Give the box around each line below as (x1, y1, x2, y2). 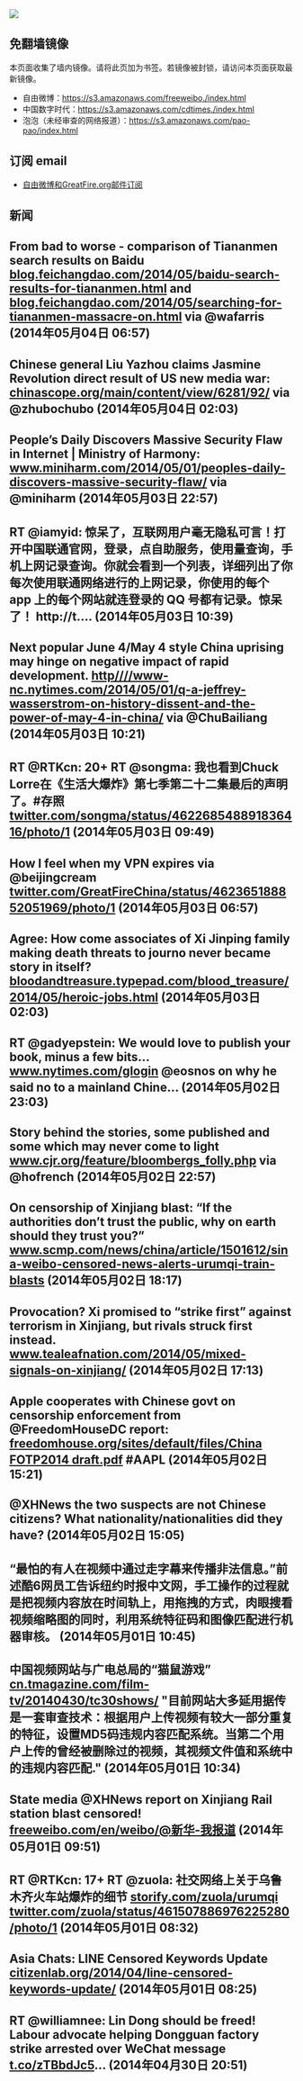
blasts (9, 1273, 45, 1288)
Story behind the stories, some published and (9, 1124, 271, 1140)
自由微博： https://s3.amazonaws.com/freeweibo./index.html (22, 92, 247, 103)
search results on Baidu (9, 253, 145, 268)
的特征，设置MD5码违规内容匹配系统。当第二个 (9, 1727, 272, 1743)
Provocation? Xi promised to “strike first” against (9, 1304, 292, 1320)
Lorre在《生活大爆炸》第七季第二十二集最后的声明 (9, 777, 289, 792)
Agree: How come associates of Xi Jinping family (9, 932, 290, 947)
